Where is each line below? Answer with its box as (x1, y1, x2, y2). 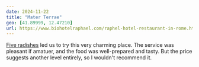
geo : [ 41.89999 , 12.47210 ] (6, 20, 73, 25)
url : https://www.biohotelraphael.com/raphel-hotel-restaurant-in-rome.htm (6, 25, 197, 31)
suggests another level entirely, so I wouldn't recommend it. (6, 54, 152, 61)
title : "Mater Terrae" (6, 14, 62, 20)
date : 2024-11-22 (6, 8, 49, 15)
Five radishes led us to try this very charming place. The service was (6, 42, 175, 49)
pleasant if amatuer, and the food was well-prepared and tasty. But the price (6, 48, 192, 55)
